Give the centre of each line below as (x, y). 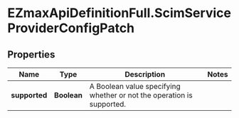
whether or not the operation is (141, 95)
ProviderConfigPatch (71, 28)
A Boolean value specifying (135, 86)
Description (145, 74)
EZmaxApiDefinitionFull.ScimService (119, 13)
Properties (31, 54)
